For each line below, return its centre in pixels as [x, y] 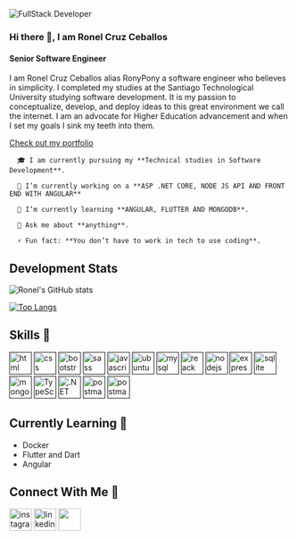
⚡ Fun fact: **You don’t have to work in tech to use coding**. [139, 241]
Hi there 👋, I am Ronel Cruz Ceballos [88, 37]
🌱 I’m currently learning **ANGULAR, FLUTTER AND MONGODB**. [133, 210]
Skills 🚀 [30, 335]
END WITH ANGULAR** [45, 194]
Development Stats [64, 268]
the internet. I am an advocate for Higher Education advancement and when [148, 116]
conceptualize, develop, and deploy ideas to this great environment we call [147, 106]
